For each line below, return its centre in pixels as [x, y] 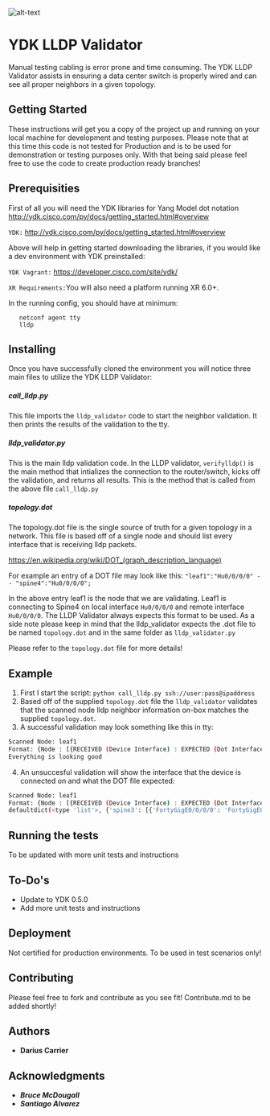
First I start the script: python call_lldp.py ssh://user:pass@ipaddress [137, 693]
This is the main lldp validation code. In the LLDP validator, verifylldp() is [131, 463]
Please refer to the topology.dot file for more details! [96, 649]
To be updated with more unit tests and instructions [94, 855]
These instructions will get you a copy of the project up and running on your [134, 129]
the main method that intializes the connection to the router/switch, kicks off [135, 472]
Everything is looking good [55, 756]
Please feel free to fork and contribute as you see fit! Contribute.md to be [130, 997]
